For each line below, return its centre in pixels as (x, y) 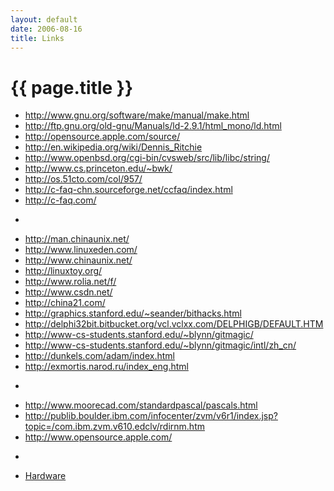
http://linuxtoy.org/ (63, 271)
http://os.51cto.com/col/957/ (83, 179)
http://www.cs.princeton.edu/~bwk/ (98, 168)
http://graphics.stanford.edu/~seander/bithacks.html (133, 313)
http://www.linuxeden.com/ (81, 250)
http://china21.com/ (65, 303)
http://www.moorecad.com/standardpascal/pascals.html (141, 405)
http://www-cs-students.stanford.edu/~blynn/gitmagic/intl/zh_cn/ (160, 345)
